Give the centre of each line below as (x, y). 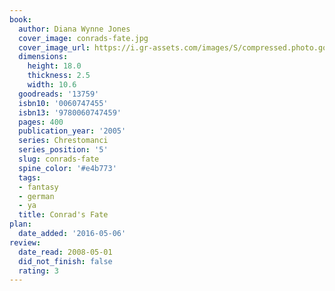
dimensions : (43, 57)
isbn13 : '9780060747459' (70, 112)
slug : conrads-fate (59, 159)
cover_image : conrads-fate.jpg (83, 38)
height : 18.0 (54, 66)
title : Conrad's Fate (63, 215)
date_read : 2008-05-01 (65, 252)
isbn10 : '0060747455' (63, 103)
